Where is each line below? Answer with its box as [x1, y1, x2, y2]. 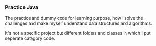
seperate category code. [5, 35, 55, 41]
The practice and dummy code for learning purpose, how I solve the [5, 15, 144, 21]
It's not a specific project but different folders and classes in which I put [5, 30, 151, 36]
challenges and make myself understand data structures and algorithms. [5, 20, 152, 26]
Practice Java [5, 4, 38, 11]
